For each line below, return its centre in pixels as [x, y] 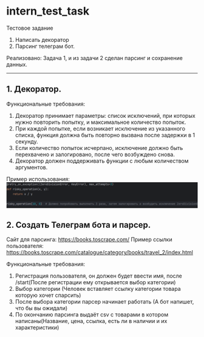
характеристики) [37, 328]
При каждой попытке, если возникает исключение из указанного [100, 128]
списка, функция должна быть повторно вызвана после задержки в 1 [105, 135]
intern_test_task [48, 11]
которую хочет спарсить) [48, 295]
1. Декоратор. [34, 89]
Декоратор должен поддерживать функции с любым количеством [102, 161]
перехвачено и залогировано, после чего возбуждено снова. [95, 154]
